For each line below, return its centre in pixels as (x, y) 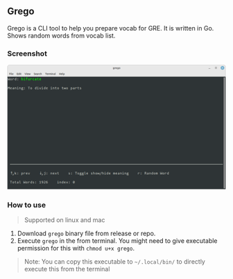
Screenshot (27, 53)
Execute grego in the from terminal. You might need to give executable (117, 241)
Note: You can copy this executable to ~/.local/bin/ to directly (115, 262)
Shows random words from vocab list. (61, 35)
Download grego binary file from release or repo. (86, 234)
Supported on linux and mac (64, 220)
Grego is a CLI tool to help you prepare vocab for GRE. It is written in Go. (111, 28)
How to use (27, 205)
